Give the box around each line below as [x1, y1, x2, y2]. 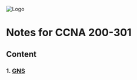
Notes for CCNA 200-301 [6, 26, 132, 39]
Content [6, 49, 37, 59]
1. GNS [6, 67, 25, 75]
